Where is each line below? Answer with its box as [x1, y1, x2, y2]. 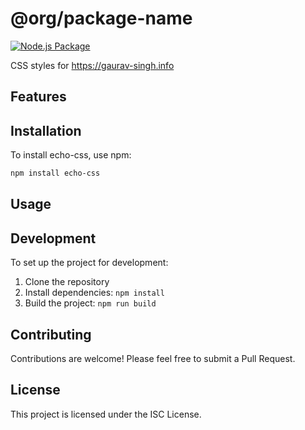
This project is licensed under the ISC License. [10, 408, 202, 420]
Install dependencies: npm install [24, 287, 165, 299]
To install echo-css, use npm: [10, 149, 132, 161]
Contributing [10, 326, 92, 343]
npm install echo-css [10, 168, 101, 179]
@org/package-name [10, 7, 193, 30]
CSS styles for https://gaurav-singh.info [10, 59, 175, 71]
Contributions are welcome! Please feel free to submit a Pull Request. [10, 353, 296, 365]
